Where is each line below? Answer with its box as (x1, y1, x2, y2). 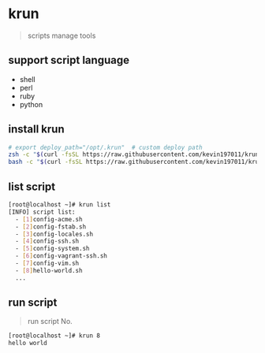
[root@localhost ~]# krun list (8, 201, 111, 209)
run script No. (27, 317, 73, 326)
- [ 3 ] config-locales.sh (15, 230, 93, 238)
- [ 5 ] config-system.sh (15, 245, 90, 253)
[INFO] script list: (8, 208, 77, 216)
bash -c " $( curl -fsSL (8, 158, 83, 166)
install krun (8, 123, 65, 136)
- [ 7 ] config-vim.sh (15, 259, 80, 267)
